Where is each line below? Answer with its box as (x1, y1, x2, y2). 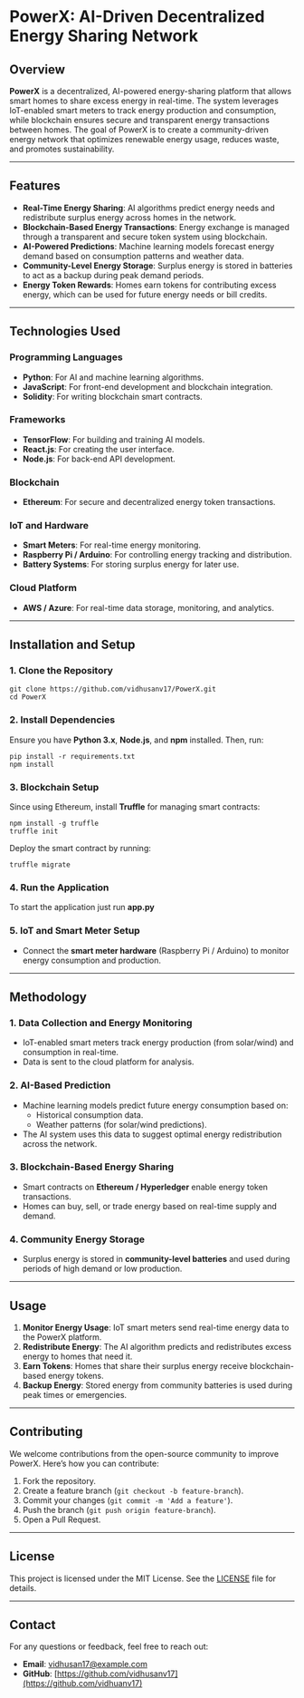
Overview (9, 62, 66, 77)
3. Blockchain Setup (9, 781, 100, 793)
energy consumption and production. (22, 955, 161, 965)
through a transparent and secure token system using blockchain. (22, 231, 268, 242)
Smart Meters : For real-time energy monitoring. (22, 539, 202, 550)
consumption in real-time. (22, 1047, 119, 1058)
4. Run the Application (9, 881, 109, 894)
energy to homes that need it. (22, 1351, 133, 1362)
